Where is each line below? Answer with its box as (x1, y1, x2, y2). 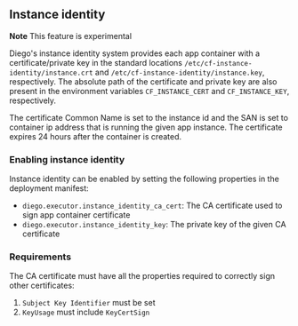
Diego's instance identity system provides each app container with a (9, 48, 261, 59)
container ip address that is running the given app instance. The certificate (9, 122, 283, 132)
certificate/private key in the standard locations (9, 57, 182, 68)
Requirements (9, 250, 72, 263)
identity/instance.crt (9, 68, 93, 77)
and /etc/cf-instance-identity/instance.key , (94, 67, 265, 77)
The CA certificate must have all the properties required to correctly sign (9, 271, 276, 282)
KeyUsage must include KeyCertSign (21, 306, 150, 318)
